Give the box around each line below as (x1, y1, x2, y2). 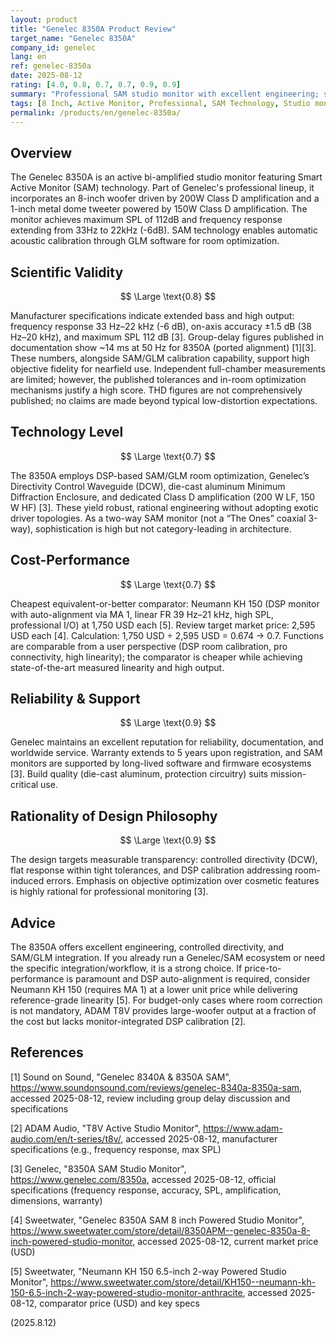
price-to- (244, 962, 282, 975)
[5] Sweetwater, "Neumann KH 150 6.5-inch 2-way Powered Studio (10, 1265, 287, 1277)
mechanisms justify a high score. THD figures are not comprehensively (10, 384, 303, 396)
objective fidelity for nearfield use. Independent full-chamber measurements (10, 363, 326, 375)
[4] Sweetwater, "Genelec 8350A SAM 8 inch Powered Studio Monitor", (10, 1214, 305, 1226)
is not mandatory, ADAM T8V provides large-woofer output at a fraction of (10, 1005, 317, 1017)
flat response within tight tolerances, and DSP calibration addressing (10, 864, 293, 876)
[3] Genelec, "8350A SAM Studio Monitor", (10, 1162, 187, 1175)
